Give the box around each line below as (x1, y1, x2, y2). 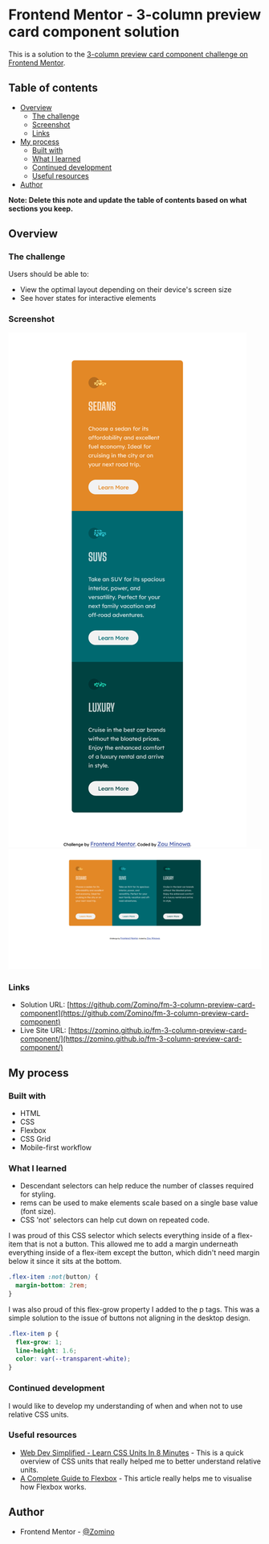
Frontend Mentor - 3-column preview (8, 6, 262, 24)
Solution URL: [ (19, 1000, 70, 1010)
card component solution (8, 23, 180, 41)
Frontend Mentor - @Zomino (19, 1526, 115, 1536)
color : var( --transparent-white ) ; (15, 1355, 131, 1363)
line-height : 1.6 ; (15, 1346, 78, 1355)
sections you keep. (8, 204, 74, 213)
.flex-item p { (8, 1329, 59, 1337)
